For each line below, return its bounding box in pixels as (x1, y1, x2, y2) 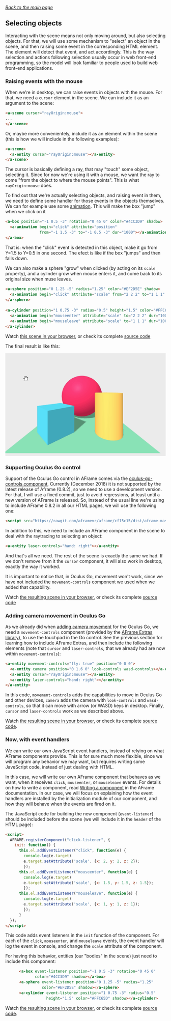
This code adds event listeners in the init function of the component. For (5, 932, 159, 939)
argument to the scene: (5, 100, 54, 106)
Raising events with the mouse (5, 77, 83, 84)
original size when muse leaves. (5, 276, 72, 282)
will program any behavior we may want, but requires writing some (5, 758, 145, 764)
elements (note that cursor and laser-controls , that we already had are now (5, 645, 165, 651)
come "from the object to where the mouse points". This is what (5, 177, 139, 183)
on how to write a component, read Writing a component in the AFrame (5, 784, 154, 790)
